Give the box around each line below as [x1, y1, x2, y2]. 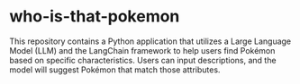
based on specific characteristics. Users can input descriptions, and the [9, 55, 277, 65]
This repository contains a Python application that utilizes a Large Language [9, 36, 292, 46]
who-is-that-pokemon [9, 6, 180, 27]
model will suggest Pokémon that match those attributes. [9, 64, 221, 75]
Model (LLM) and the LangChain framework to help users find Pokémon [9, 45, 276, 55]
